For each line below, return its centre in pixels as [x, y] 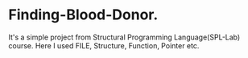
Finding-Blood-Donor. [83, 15]
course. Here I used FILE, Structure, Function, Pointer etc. [104, 45]
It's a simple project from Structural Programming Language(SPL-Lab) [124, 37]
